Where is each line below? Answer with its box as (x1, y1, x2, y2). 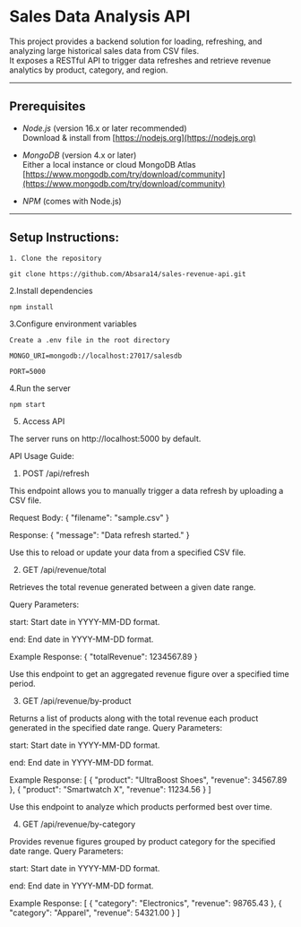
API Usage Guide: (9, 450, 74, 461)
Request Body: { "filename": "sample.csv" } (9, 512, 170, 523)
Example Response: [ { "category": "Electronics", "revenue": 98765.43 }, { (9, 897, 282, 908)
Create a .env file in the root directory (9, 335, 170, 344)
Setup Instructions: (9, 230, 119, 246)
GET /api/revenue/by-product (21, 695, 132, 706)
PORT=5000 (9, 367, 47, 376)
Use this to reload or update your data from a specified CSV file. (9, 547, 246, 558)
